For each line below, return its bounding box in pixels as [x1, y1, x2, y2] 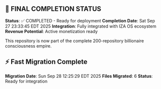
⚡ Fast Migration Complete [5, 58, 88, 66]
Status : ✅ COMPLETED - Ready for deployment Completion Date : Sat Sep [5, 18, 155, 23]
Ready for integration [5, 78, 48, 84]
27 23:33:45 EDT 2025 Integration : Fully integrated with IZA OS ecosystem [5, 23, 157, 29]
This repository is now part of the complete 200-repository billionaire [5, 37, 144, 44]
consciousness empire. [5, 43, 52, 49]
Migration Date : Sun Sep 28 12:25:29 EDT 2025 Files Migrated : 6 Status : [5, 73, 153, 79]
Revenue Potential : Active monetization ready [5, 28, 98, 34]
